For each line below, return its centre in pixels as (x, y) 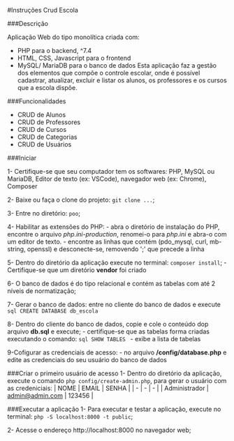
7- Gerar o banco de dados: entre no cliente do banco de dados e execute (114, 304)
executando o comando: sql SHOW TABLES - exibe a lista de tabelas (104, 339)
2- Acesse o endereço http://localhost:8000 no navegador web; (99, 430)
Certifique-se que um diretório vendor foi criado (77, 270)
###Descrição (28, 23)
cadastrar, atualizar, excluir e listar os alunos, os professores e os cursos (122, 80)
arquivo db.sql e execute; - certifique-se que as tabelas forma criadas (108, 331)
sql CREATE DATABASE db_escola (53, 311)
